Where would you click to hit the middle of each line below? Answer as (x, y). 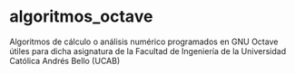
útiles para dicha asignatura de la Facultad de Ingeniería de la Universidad (148, 51)
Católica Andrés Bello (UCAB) (65, 60)
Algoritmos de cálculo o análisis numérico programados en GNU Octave (144, 42)
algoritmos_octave (81, 17)
